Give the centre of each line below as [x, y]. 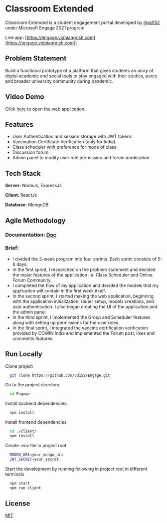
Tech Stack [23, 173]
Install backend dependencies [36, 403]
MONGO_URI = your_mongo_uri [37, 455]
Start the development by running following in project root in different [76, 469]
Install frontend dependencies [36, 422]
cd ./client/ [23, 431]
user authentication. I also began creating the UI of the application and [85, 306]
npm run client [25, 488]
